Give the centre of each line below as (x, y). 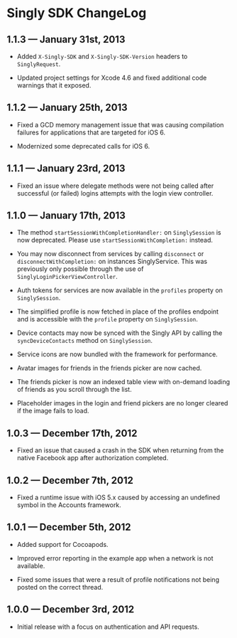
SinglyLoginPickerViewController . (67, 277)
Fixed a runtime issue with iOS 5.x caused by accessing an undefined (118, 498)
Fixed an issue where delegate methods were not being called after (115, 186)
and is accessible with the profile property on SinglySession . (107, 319)
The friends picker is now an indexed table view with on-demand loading (123, 382)
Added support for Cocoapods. (62, 544)
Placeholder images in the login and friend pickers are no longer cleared (122, 403)
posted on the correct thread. (60, 587)
